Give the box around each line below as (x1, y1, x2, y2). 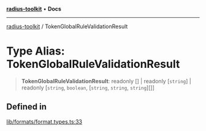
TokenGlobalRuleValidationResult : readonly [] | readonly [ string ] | (21, 77, 191, 84)
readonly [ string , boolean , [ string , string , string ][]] (21, 84, 155, 91)
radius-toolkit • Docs (6, 6, 61, 12)
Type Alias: (6, 44, 66, 58)
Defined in (6, 102, 47, 112)
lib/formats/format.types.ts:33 (6, 118, 83, 125)
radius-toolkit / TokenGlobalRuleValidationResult (6, 23, 128, 30)
